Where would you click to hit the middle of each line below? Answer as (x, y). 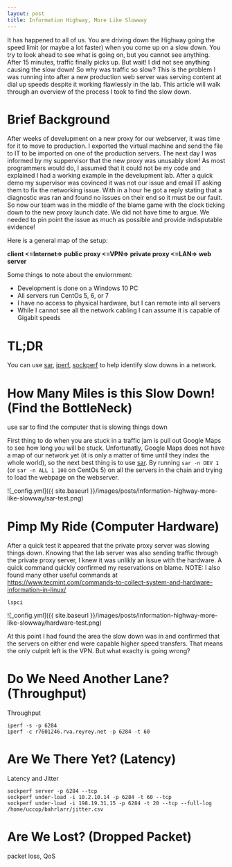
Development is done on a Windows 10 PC (78, 288)
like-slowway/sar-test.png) (45, 498)
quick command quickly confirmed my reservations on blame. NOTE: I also (114, 568)
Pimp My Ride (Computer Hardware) (113, 527)
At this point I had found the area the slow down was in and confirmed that (114, 637)
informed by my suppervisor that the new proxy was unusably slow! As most (116, 161)
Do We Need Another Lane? (88, 679)
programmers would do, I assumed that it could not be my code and (104, 168)
